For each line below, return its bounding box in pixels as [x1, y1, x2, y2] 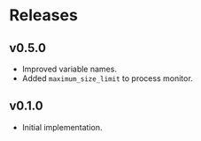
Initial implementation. [21, 122, 104, 132]
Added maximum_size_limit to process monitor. [21, 73, 193, 84]
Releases [9, 5, 78, 26]
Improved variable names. [21, 63, 118, 74]
